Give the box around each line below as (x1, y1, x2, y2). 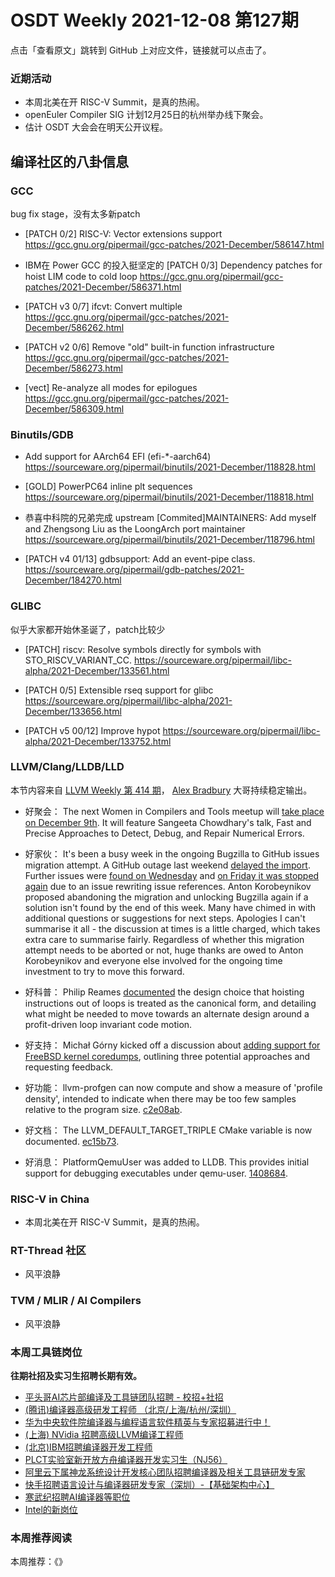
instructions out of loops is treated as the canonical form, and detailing (24, 997, 317, 1009)
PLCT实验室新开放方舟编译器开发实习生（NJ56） (24, 1454, 228, 1465)
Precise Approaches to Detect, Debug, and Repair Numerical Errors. (24, 827, 305, 839)
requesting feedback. (24, 1061, 114, 1073)
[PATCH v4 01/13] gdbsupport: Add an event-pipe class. (24, 553, 256, 565)
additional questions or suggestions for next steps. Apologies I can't (24, 912, 306, 924)
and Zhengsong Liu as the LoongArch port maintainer (24, 523, 246, 535)
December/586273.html (24, 362, 123, 374)
